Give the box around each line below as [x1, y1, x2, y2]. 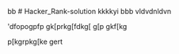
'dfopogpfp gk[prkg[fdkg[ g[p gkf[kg [7, 22, 128, 31]
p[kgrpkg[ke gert [7, 37, 63, 46]
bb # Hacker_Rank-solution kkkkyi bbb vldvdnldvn [7, 7, 172, 16]
